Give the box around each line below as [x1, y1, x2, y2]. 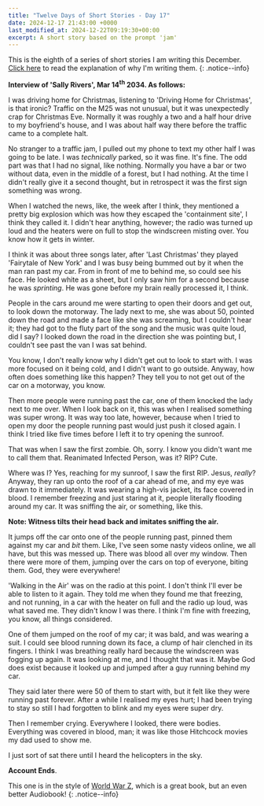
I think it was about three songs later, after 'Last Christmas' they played [8, 250, 239, 259]
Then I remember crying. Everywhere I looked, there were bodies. [8, 718, 222, 728]
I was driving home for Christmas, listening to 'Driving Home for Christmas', [8, 95, 253, 105]
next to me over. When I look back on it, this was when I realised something [8, 404, 252, 413]
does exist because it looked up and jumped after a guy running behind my [8, 663, 251, 672]
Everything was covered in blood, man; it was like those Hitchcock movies [8, 727, 248, 736]
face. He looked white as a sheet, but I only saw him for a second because [8, 275, 249, 284]
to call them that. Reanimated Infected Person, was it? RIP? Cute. [8, 453, 218, 462]
